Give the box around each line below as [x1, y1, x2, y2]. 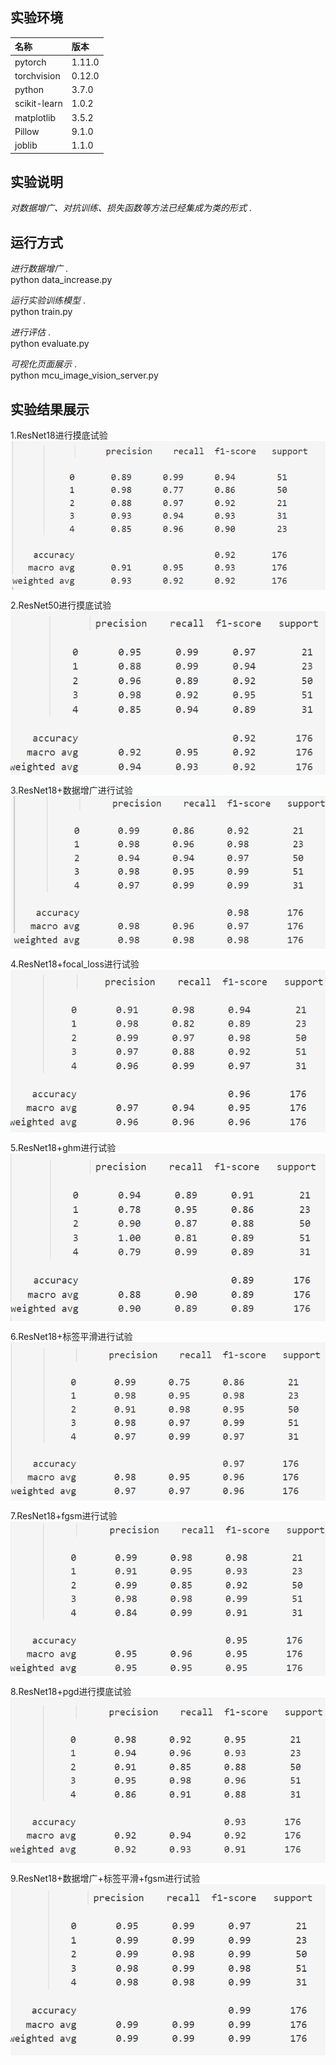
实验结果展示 [10, 401, 90, 418]
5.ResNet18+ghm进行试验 [10, 1142, 117, 1154]
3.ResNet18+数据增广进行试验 [10, 784, 133, 796]
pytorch [14, 56, 47, 68]
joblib [14, 139, 38, 152]
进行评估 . [10, 326, 51, 338]
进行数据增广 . [10, 263, 68, 275]
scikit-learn [14, 98, 63, 110]
